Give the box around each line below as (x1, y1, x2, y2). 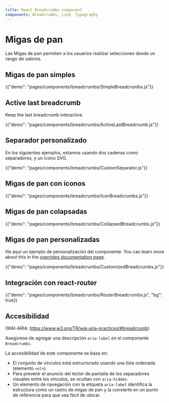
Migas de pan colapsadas (5, 207, 87, 216)
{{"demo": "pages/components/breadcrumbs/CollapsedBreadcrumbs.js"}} (5, 220, 160, 227)
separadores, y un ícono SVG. (5, 155, 68, 161)
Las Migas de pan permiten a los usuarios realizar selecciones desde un (5, 50, 155, 56)
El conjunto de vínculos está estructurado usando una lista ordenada (12, 360, 155, 366)
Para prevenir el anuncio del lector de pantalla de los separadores (12, 370, 150, 376)
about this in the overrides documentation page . (5, 254, 105, 260)
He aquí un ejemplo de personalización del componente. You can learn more (5, 249, 164, 255)
